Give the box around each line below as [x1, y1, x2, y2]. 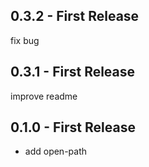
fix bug [10, 34, 40, 46]
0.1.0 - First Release [10, 119, 136, 136]
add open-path [24, 145, 88, 158]
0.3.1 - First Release [10, 64, 136, 81]
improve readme [10, 90, 78, 102]
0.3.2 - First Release [10, 8, 140, 25]
